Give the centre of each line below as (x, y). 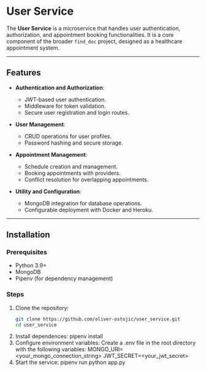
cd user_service (36, 325)
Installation (28, 235)
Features (24, 73)
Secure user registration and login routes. (77, 112)
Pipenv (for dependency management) (64, 279)
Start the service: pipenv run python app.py (70, 362)
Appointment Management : (51, 154)
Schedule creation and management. (71, 166)
